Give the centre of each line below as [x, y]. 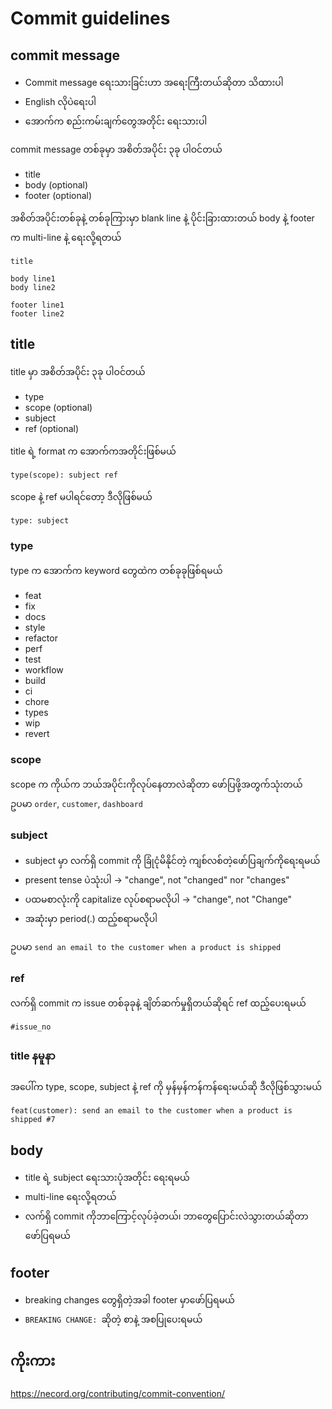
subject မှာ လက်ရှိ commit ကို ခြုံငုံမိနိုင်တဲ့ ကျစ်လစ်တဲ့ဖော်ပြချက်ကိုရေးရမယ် [172, 860]
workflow [44, 670]
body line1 [33, 279]
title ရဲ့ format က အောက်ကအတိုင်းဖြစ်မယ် [93, 451]
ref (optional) [52, 428]
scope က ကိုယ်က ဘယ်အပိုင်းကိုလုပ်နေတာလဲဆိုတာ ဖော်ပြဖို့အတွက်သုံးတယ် [156, 784]
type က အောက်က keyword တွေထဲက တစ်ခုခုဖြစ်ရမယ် [116, 571]
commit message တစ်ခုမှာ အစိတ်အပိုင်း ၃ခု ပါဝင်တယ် [116, 149]
